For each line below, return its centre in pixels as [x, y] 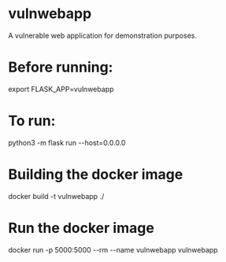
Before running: [61, 67]
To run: [32, 121]
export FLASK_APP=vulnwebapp [61, 89]
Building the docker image [96, 175]
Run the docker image [82, 228]
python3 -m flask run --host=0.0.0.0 [67, 142]
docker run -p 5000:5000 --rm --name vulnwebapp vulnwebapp [113, 249]
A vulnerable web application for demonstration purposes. [102, 35]
